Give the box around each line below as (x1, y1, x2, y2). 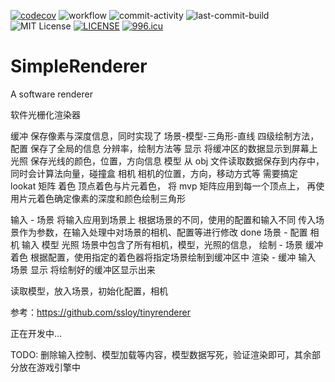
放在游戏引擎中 (18, 361, 81, 373)
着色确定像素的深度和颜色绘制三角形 (36, 192, 186, 204)
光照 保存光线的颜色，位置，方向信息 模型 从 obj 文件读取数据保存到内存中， (10, 155, 325, 167)
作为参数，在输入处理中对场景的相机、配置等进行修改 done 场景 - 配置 (18, 226, 308, 238)
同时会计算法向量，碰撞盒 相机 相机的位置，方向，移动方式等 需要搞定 (10, 167, 298, 179)
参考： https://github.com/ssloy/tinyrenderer (10, 306, 191, 318)
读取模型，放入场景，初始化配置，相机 (10, 285, 168, 297)
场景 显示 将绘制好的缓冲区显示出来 (10, 263, 156, 275)
